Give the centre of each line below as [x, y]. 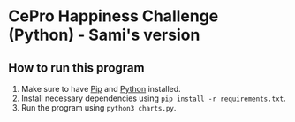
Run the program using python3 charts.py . [98, 107]
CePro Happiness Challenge [113, 16]
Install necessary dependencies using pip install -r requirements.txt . [153, 98]
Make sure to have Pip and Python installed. [101, 89]
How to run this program [76, 68]
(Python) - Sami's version [104, 35]
